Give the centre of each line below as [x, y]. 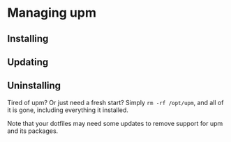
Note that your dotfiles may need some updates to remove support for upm [115, 123]
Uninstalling [34, 86]
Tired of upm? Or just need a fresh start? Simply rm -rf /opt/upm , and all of [115, 102]
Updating [28, 62]
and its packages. [33, 131]
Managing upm [52, 13]
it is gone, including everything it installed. [68, 110]
